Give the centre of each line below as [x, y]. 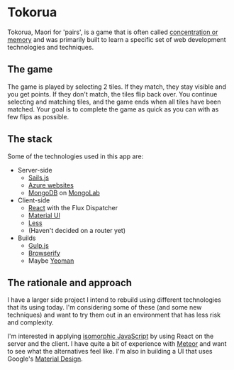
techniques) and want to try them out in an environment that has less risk [114, 315]
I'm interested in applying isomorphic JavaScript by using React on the [111, 336]
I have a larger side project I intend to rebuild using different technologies [114, 300]
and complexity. [31, 322]
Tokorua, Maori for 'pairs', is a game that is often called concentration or [113, 32]
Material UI [44, 215]
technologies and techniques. [51, 47]
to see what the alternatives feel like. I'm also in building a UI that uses [110, 352]
